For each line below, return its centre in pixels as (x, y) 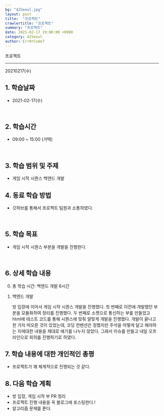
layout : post (18, 14)
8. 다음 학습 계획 (28, 384)
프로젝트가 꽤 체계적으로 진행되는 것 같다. (51, 367)
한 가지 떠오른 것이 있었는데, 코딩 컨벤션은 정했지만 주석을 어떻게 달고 (78, 325)
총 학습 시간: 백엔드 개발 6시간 (41, 286)
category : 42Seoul (24, 37)
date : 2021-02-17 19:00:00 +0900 (39, 32)
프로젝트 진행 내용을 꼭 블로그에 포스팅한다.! (54, 402)
